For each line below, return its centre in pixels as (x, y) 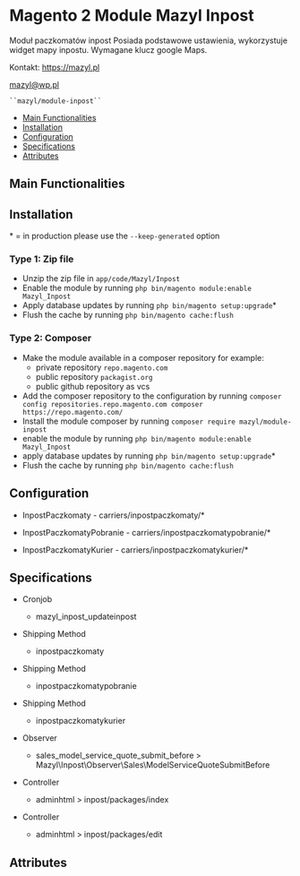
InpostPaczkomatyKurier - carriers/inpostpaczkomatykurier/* (135, 550)
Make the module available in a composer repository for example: (143, 357)
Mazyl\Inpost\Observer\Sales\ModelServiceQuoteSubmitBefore (153, 765)
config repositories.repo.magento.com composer (112, 404)
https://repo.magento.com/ (73, 412)
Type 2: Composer (51, 339)
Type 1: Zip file (42, 259)
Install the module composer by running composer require (129, 421)
